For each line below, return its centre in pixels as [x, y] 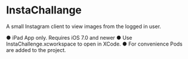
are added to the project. [36, 50]
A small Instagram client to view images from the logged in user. [84, 26]
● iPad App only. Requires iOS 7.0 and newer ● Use [69, 37]
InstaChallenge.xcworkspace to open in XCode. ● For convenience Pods [94, 44]
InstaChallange [44, 10]
